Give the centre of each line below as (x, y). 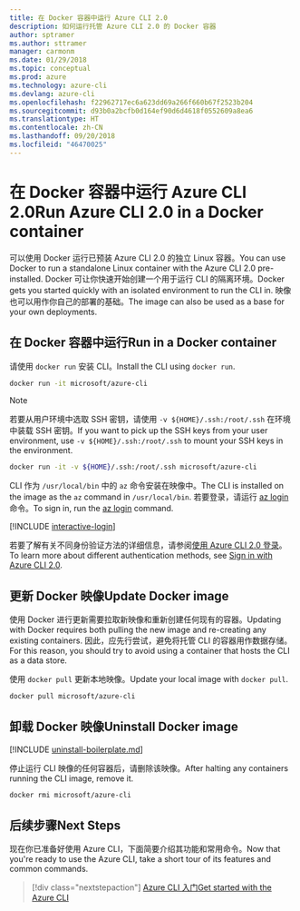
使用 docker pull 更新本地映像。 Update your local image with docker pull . (149, 679)
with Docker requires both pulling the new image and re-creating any (138, 630)
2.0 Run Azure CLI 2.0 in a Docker (137, 212)
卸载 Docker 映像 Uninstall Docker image (124, 727)
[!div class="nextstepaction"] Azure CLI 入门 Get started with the (151, 887)
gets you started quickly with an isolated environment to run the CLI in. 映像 (150, 290)
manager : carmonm (42, 52)
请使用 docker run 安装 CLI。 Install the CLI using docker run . (122, 366)
